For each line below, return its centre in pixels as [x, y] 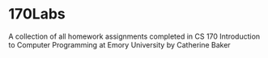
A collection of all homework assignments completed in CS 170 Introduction [134, 36]
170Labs [37, 14]
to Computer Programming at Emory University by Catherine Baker [119, 44]
